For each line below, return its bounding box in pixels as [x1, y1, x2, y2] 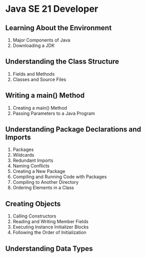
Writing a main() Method [5, 91, 85, 100]
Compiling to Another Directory [12, 179, 79, 185]
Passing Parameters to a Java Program [12, 110, 95, 116]
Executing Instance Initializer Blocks [12, 224, 89, 230]
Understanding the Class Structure [5, 57, 119, 66]
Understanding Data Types [5, 244, 93, 253]
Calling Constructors [12, 213, 56, 219]
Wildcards [12, 152, 34, 158]
